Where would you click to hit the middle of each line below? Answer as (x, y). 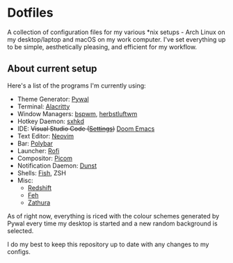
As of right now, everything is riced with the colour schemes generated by (113, 216)
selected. (21, 230)
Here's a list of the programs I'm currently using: (77, 86)
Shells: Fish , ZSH (41, 173)
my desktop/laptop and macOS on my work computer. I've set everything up (116, 39)
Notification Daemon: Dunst (57, 166)
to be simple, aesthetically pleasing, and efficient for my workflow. (102, 47)
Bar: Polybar (35, 143)
